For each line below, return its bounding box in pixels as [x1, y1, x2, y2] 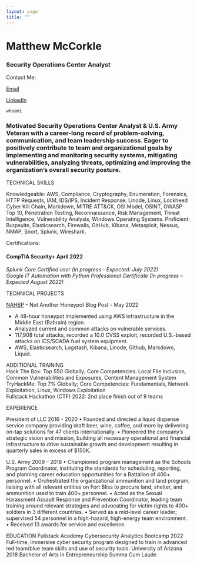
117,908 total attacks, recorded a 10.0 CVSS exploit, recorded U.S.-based [14, 331, 191, 339]
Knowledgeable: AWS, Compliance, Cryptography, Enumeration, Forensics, [6, 191, 188, 198]
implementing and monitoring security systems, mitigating [6, 151, 178, 159]
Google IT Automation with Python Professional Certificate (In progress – [6, 272, 183, 280]
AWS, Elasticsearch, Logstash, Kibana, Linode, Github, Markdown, [14, 344, 175, 351]
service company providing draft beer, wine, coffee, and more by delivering [6, 422, 189, 429]
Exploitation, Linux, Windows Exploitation [6, 387, 106, 394]
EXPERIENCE [6, 404, 38, 412]
